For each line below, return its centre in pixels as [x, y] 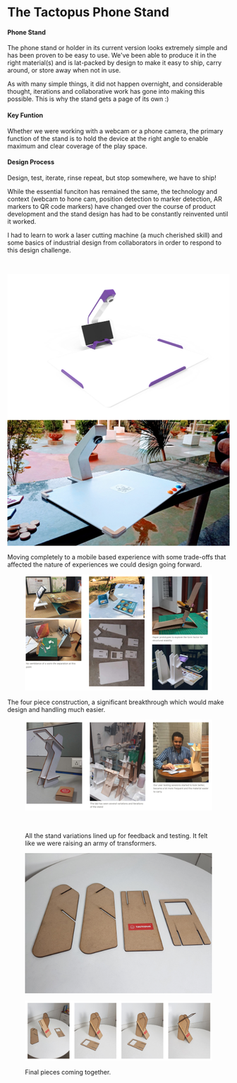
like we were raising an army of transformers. [91, 843]
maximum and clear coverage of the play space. [78, 146]
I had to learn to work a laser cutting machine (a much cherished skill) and [115, 235]
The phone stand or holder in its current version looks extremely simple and [117, 48]
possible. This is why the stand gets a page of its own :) [88, 99]
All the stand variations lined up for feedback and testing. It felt [116, 835]
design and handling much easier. [56, 709]
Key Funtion [25, 115]
